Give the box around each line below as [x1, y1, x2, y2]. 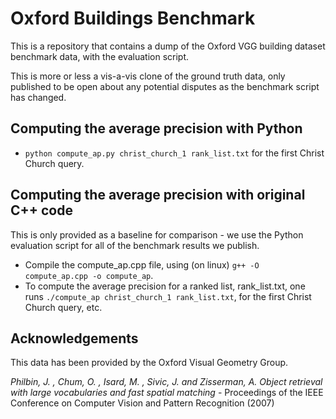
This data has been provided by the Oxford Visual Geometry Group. [10, 357, 289, 369]
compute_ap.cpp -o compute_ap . [24, 269, 154, 281]
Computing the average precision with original [10, 187, 306, 204]
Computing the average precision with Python [10, 120, 303, 137]
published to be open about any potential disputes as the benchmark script [10, 80, 320, 92]
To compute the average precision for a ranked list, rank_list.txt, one [24, 280, 306, 292]
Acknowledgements [10, 330, 139, 347]
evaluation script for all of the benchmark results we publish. [10, 239, 260, 251]
